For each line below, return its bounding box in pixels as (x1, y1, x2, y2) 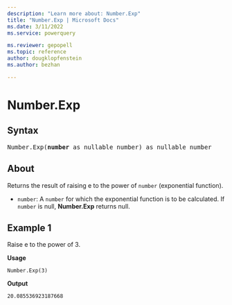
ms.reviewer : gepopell (7, 42, 73, 49)
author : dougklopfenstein (7, 55, 82, 62)
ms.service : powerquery (7, 29, 76, 37)
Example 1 (7, 222, 52, 234)
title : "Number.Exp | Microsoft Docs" (7, 17, 119, 24)
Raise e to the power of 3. (7, 241, 81, 249)
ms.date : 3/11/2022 (7, 23, 64, 30)
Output (7, 279, 28, 288)
